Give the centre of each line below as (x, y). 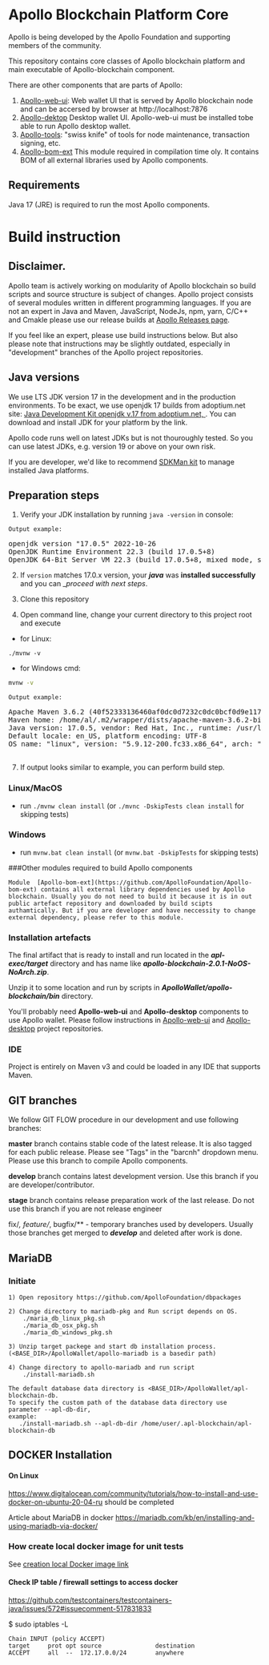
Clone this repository (54, 599)
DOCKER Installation (60, 1455)
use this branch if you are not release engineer (85, 1209)
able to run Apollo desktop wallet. (75, 126)
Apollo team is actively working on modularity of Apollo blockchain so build (132, 285)
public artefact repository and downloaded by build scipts (111, 903)
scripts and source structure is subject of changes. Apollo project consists (131, 294)
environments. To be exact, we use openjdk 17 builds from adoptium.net (127, 405)
